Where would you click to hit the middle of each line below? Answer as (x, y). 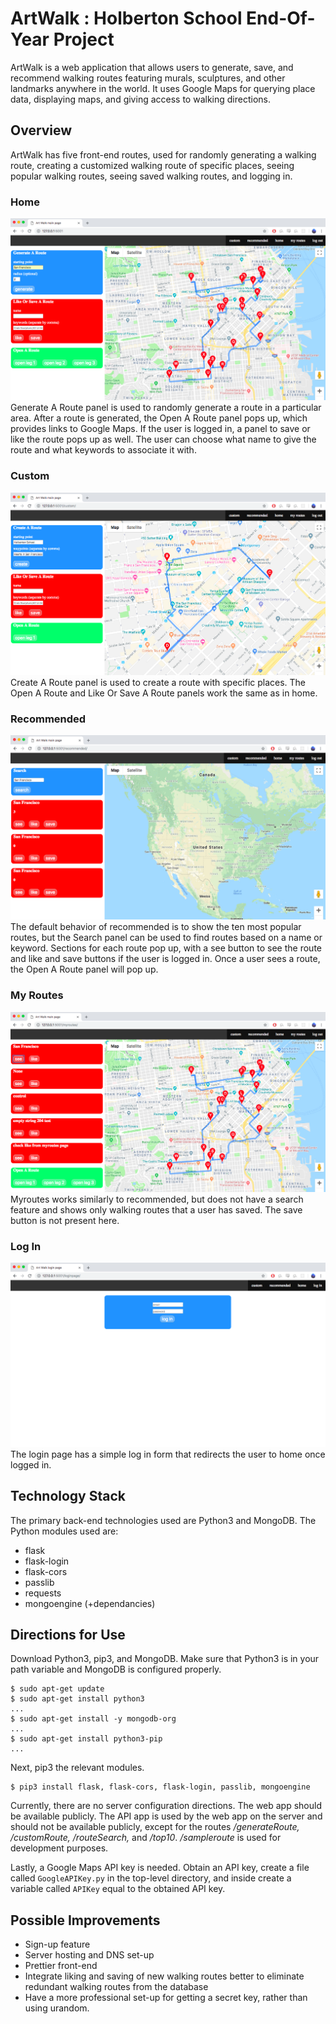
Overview (41, 130)
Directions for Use (68, 1635)
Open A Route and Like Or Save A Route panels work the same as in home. (164, 693)
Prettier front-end (61, 1966)
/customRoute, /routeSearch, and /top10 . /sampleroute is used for (146, 1838)
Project (84, 39)
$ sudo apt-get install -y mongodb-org (93, 1719)
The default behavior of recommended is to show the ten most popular (156, 927)
